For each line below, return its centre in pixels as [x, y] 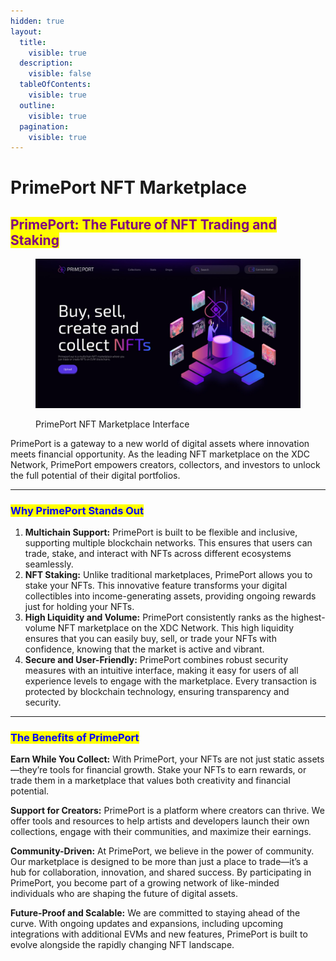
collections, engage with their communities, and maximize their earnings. [161, 832]
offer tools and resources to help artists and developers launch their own [160, 821]
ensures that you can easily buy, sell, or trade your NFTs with [150, 639]
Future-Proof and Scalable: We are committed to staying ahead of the [155, 913]
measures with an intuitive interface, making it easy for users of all [161, 671]
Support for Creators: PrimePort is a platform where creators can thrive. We [167, 811]
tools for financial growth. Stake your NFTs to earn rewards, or [178, 770]
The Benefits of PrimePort [75, 737]
